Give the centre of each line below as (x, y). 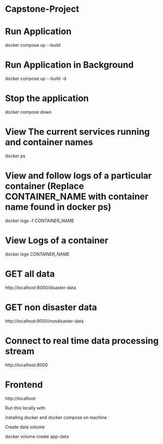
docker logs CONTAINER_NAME (37, 254)
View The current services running (78, 132)
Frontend (24, 385)
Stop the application (47, 98)
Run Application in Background (69, 65)
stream (20, 351)
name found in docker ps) (58, 207)
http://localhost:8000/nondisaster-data (45, 321)
